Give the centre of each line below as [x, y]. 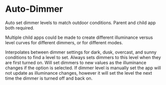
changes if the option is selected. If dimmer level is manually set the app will [83, 68]
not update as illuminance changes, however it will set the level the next [79, 73]
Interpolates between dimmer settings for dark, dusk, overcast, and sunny [81, 52]
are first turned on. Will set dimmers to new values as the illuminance [76, 62]
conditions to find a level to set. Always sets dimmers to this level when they [83, 57]
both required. [20, 28]
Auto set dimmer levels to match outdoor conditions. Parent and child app [81, 23]
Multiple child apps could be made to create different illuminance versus [79, 37]
